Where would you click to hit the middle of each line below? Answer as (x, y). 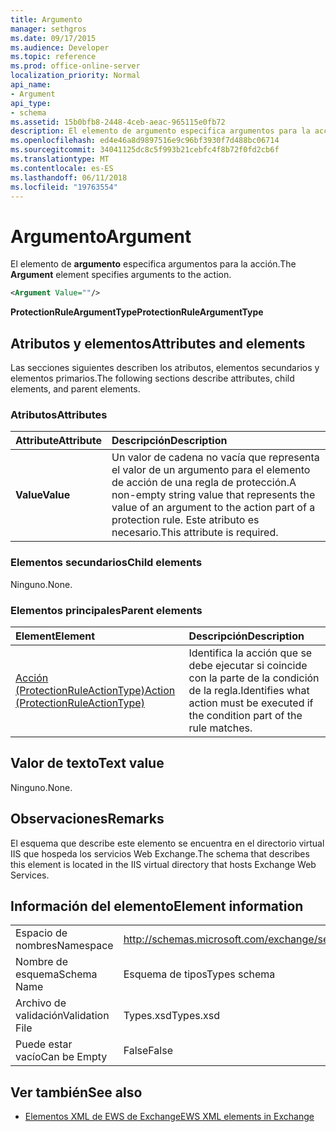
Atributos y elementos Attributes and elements (158, 343)
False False (148, 1051)
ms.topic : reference (53, 57)
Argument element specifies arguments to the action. (121, 275)
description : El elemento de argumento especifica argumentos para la (160, 131)
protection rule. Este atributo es (185, 520)
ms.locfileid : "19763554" (64, 187)
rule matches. (220, 728)
